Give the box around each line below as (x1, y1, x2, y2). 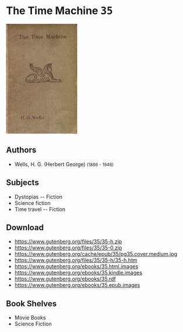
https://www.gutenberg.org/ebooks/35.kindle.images (14, 269, 143, 276)
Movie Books (14, 314, 46, 321)
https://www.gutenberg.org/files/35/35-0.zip (14, 244, 122, 251)
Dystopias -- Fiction (14, 193, 63, 200)
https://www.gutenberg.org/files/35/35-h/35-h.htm (14, 256, 138, 264)
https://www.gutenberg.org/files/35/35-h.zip (14, 238, 122, 245)
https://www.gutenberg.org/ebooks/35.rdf (14, 275, 116, 282)
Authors (6, 145, 37, 155)
